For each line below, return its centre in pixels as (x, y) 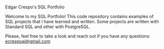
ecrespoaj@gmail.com (28, 41)
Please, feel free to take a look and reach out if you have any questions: (78, 36)
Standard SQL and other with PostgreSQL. (48, 27)
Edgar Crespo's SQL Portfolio (35, 7)
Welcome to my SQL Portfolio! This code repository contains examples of (79, 16)
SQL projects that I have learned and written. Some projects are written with (82, 22)
